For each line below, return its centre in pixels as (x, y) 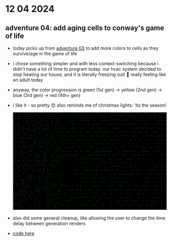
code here (24, 233)
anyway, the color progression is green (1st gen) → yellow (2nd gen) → (87, 90)
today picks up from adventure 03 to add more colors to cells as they (85, 48)
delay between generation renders (49, 224)
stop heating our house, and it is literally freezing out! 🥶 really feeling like (89, 74)
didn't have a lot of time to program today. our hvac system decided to (87, 69)
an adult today (28, 80)
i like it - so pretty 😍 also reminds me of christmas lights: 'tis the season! (89, 105)
